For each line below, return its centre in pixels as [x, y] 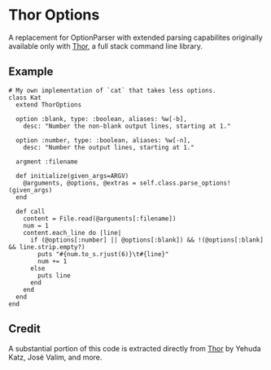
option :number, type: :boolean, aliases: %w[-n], [103, 140]
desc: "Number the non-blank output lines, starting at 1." [127, 126]
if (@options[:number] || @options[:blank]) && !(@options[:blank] [147, 240]
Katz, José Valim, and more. [55, 357]
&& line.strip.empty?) [47, 247]
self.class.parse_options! [185, 183]
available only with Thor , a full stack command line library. [106, 46]
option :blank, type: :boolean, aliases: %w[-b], [101, 119]
